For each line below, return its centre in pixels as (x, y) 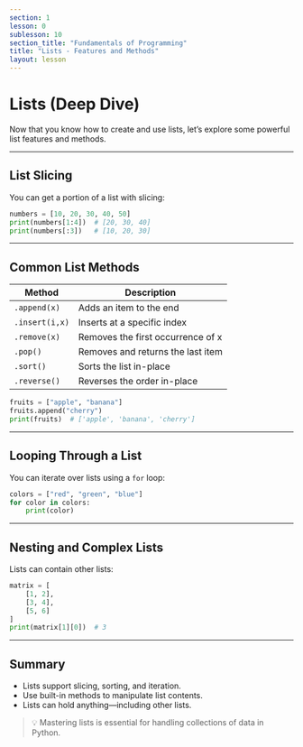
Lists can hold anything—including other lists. (107, 705)
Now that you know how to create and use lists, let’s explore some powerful (150, 129)
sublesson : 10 (36, 34)
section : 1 (30, 18)
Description (151, 292)
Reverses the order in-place (138, 382)
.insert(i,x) (42, 323)
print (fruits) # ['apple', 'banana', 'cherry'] (102, 419)
